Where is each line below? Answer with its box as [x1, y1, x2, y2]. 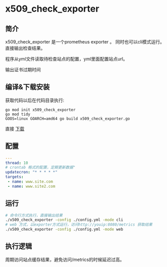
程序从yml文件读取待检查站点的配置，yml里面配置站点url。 [5, 56, 128, 62]
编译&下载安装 [5, 83, 50, 92]
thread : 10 [5, 160, 28, 165]
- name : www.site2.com [7, 184, 56, 189]
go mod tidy [5, 112, 30, 117]
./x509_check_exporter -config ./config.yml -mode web [5, 227, 123, 232]
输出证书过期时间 [5, 67, 41, 72]
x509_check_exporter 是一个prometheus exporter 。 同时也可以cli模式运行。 [5, 39, 165, 45]
